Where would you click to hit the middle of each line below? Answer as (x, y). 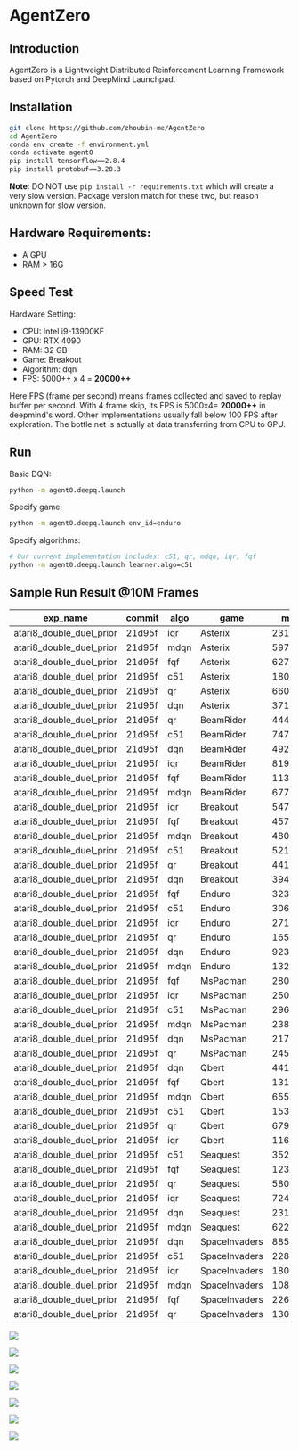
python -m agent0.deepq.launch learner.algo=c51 (101, 565)
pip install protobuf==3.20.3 (65, 169)
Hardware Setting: (42, 314)
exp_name (66, 618)
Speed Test (41, 292)
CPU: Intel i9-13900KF (63, 331)
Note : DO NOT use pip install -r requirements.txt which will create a (141, 186)
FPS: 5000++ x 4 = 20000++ (77, 378)
